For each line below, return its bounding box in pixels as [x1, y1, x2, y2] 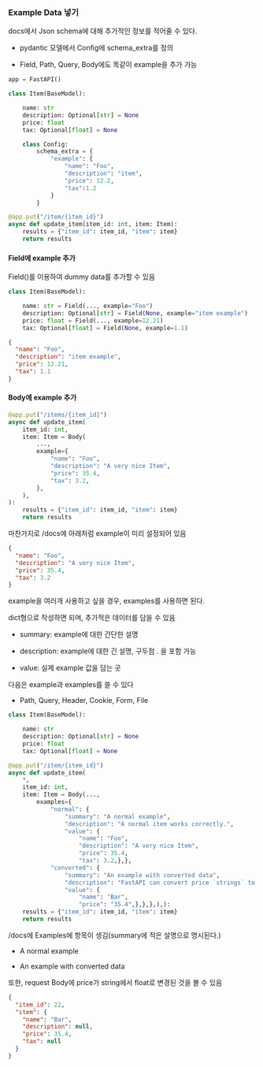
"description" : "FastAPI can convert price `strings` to [64, 879, 256, 887]
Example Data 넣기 [8, 6, 80, 17]
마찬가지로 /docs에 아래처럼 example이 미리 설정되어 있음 [8, 529, 187, 538]
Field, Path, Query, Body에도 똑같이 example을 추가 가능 [19, 60, 198, 69]
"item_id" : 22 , [15, 1001, 65, 1009]
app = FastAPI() [8, 76, 61, 84]
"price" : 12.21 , [15, 360, 69, 368]
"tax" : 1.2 [64, 184, 97, 192]
